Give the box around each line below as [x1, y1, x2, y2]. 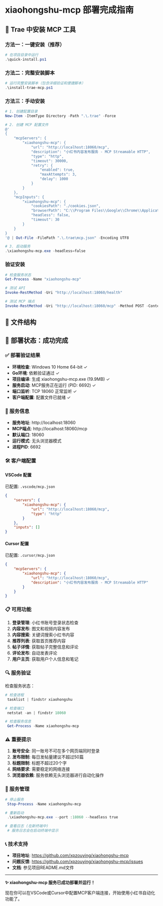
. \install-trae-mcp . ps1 [5, 85, 53, 90]
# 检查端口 [5, 706, 24, 711]
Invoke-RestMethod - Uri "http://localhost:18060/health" [5, 290, 123, 295]
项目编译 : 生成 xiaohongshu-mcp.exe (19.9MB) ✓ [12, 376, 110, 382]
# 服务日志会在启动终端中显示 [7, 828, 59, 833]
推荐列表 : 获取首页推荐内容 [12, 638, 66, 643]
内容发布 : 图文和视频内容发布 [12, 625, 70, 631]
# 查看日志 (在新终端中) [5, 824, 49, 829]
